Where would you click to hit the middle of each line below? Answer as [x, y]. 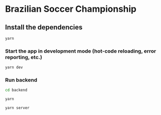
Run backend [21, 80]
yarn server [17, 108]
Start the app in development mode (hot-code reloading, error [81, 51]
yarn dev [14, 67]
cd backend [16, 90]
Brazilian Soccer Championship [71, 9]
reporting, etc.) [24, 57]
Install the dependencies [44, 27]
